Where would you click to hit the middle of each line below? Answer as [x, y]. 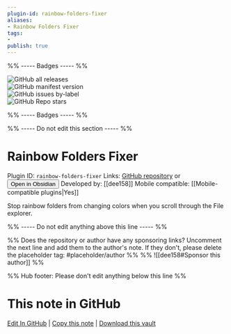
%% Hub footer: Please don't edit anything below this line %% [97, 276]
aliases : [20, 20]
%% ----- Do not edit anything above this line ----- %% [87, 226]
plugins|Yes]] [59, 192]
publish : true [28, 46]
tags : [15, 33]
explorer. [20, 213]
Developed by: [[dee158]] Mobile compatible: [125, 183]
